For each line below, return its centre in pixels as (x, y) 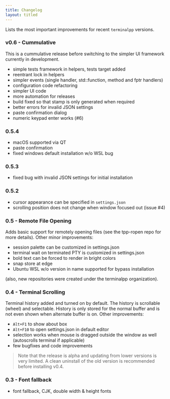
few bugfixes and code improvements (53, 346)
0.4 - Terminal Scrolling (35, 292)
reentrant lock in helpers (39, 74)
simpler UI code (29, 91)
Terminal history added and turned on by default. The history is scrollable (83, 303)
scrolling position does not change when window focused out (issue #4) (89, 207)
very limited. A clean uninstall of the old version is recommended (86, 361)
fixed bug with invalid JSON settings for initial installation (73, 178)
